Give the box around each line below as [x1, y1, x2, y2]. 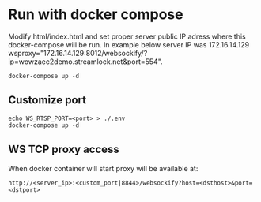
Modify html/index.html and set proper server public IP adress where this [8, 32, 247, 41]
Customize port [8, 93, 87, 107]
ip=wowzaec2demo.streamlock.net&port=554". [8, 57, 164, 66]
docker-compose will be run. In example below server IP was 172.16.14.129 [8, 39, 250, 49]
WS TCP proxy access [8, 143, 120, 156]
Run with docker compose [8, 6, 183, 24]
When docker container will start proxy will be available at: [8, 163, 199, 173]
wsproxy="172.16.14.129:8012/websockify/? [8, 48, 148, 58]
